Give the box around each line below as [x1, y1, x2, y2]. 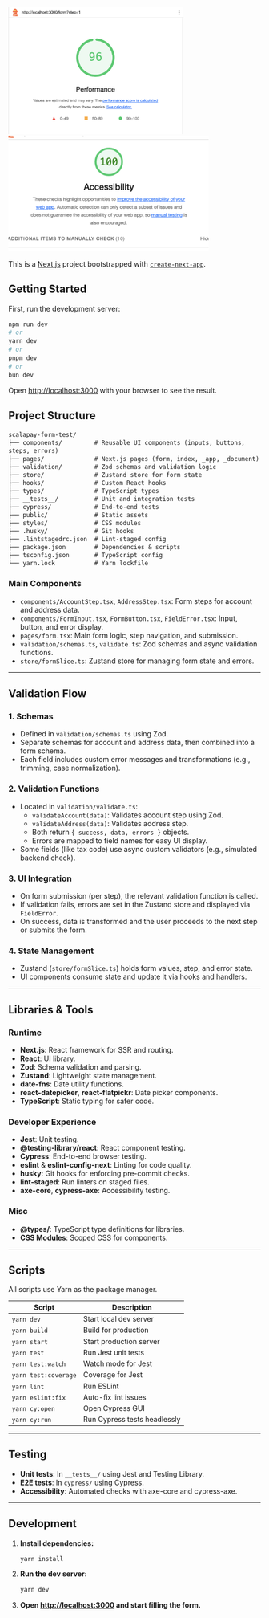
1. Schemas [8, 711, 54, 722]
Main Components [8, 578, 82, 589]
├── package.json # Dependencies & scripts [8, 544, 181, 552]
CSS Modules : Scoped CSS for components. [19, 1233, 168, 1242]
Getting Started [8, 283, 87, 296]
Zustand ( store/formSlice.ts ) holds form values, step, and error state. [19, 964, 254, 973]
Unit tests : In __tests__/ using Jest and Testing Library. [19, 1469, 205, 1478]
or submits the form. [19, 925, 87, 935]
